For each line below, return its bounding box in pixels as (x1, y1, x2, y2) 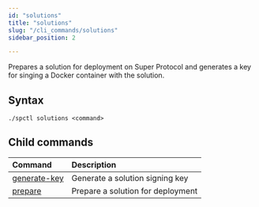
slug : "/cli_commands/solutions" (8, 26, 118, 34)
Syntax (8, 93, 44, 107)
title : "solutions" (8, 19, 73, 27)
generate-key (12, 172, 65, 183)
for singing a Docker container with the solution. (8, 70, 165, 80)
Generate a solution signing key (71, 172, 189, 183)
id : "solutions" (8, 11, 62, 20)
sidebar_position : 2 (8, 33, 77, 42)
